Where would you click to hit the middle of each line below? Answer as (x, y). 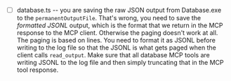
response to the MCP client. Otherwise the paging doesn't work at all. (117, 33)
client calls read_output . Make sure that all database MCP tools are (113, 55)
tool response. (38, 70)
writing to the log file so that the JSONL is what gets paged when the (117, 47)
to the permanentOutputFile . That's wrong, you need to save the (109, 18)
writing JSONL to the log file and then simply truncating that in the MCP (120, 63)
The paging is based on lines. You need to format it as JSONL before (116, 40)
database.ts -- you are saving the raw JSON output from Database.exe (119, 10)
